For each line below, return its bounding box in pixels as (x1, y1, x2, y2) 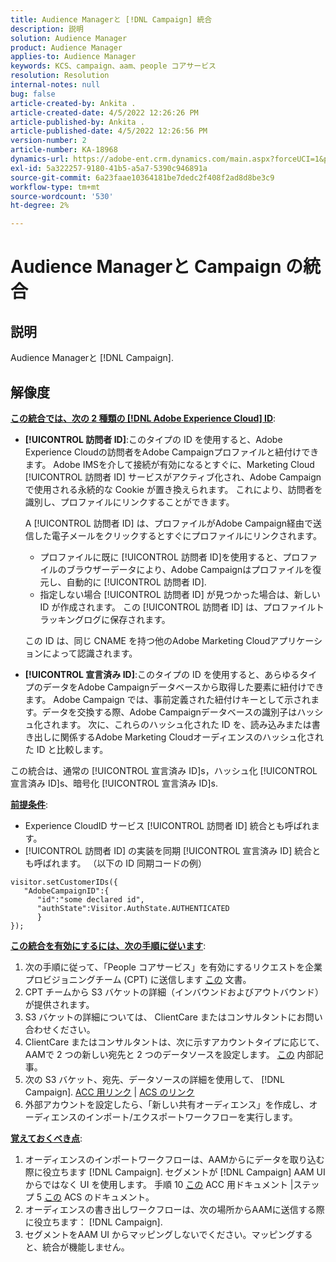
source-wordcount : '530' (10, 191, 114, 201)
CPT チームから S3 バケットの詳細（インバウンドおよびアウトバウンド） (24, 986, 325, 998)
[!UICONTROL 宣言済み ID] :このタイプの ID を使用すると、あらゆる (24, 668, 300, 680)
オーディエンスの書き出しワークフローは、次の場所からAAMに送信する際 (24, 1203, 325, 1215)
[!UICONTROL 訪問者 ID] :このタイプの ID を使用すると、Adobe (24, 433, 283, 445)
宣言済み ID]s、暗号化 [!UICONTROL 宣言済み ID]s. (10, 777, 218, 789)
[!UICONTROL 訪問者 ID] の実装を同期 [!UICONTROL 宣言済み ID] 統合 (24, 844, 313, 856)
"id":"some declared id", (36, 894, 145, 905)
